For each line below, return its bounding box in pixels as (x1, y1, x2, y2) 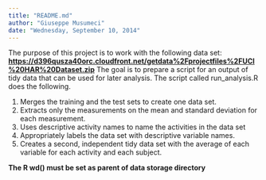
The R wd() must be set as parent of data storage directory (8, 163, 205, 173)
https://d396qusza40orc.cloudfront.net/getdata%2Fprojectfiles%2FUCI (8, 56, 255, 66)
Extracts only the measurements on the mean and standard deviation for (19, 105, 257, 115)
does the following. (8, 82, 72, 91)
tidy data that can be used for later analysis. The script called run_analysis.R (8, 73, 259, 83)
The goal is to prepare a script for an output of (96, 65, 248, 75)
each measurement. (19, 114, 86, 124)
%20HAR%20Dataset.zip (8, 65, 96, 75)
